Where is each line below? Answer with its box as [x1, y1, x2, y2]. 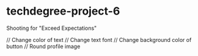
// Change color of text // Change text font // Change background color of [6, 36, 192, 43]
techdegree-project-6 [6, 4, 120, 18]
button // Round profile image [6, 43, 81, 50]
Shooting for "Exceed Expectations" [6, 24, 97, 32]
